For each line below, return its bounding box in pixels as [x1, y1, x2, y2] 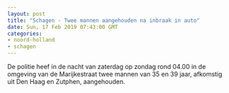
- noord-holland [7, 37, 55, 44]
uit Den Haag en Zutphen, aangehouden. [7, 77, 125, 85]
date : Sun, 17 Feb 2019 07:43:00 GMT [7, 23, 118, 30]
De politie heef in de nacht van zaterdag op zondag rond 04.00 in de [7, 63, 206, 70]
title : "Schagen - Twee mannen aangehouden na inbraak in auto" [7, 17, 200, 24]
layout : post [7, 10, 46, 18]
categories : [7, 30, 42, 37]
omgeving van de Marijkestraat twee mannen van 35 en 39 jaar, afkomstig [7, 70, 223, 78]
